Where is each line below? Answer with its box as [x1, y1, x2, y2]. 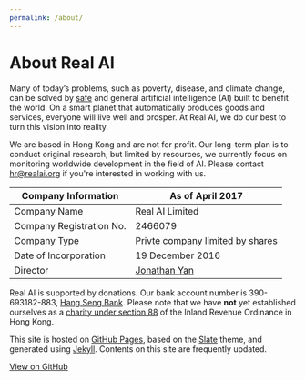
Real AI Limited [135, 205, 199, 217]
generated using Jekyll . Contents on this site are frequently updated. [9, 343, 267, 355]
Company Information [21, 189, 119, 202]
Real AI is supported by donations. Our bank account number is [9, 287, 248, 298]
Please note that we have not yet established [127, 296, 296, 307]
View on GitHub [9, 361, 68, 372]
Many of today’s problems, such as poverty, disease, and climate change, [9, 83, 285, 94]
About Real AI [9, 52, 116, 73]
